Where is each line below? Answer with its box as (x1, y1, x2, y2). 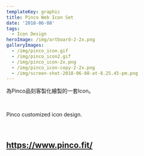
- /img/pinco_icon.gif (11, 48, 68, 54)
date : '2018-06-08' (6, 20, 55, 26)
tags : (6, 25, 20, 32)
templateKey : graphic (6, 8, 61, 15)
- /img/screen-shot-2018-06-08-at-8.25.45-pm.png (11, 70, 138, 76)
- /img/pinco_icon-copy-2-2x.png (11, 64, 95, 71)
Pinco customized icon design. (6, 111, 82, 118)
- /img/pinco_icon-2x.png (11, 59, 77, 65)
